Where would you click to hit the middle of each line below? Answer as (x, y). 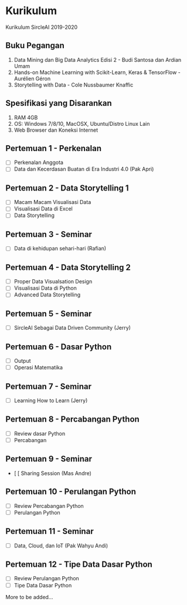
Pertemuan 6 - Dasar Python (59, 347)
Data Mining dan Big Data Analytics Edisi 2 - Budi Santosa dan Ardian (98, 59)
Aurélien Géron (32, 78)
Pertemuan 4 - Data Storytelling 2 (68, 267)
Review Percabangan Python (49, 506)
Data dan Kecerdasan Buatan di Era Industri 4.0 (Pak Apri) (84, 169)
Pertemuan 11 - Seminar (50, 531)
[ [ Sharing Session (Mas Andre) (53, 473)
